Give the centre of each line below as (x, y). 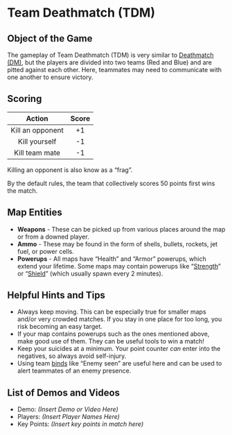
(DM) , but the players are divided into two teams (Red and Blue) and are (110, 62)
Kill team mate (37, 153)
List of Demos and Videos (63, 392)
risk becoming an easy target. (60, 327)
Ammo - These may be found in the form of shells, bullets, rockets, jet (117, 244)
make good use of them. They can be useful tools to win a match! (110, 341)
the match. (23, 190)
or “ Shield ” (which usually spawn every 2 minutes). (90, 273)
